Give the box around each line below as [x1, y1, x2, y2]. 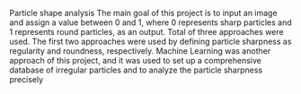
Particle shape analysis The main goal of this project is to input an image [9, 8, 278, 18]
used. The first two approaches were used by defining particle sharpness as [9, 36, 292, 47]
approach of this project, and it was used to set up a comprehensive [9, 56, 262, 65]
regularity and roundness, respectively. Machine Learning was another [9, 46, 271, 56]
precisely [9, 74, 44, 84]
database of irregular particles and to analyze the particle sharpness [9, 64, 263, 75]
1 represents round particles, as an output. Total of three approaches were [9, 27, 285, 37]
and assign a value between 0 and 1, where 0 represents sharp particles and [9, 17, 292, 28]
